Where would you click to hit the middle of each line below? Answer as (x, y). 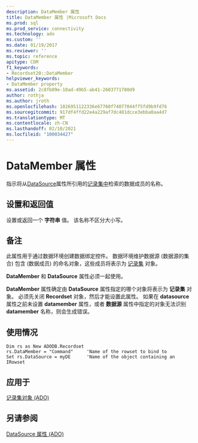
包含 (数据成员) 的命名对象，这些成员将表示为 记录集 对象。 (88, 264)
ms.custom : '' (24, 40)
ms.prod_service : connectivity (45, 28)
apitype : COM (22, 62)
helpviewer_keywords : (33, 79)
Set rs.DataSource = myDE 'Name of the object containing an (91, 357)
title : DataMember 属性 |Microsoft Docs (56, 17)
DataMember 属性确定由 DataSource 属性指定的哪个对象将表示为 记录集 (96, 289)
